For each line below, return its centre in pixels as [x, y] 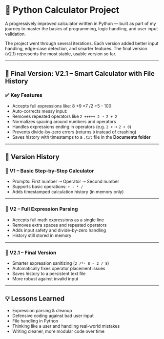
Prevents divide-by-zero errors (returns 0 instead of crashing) [74, 132]
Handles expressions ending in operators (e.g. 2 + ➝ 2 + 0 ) [72, 127]
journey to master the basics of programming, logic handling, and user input [82, 28]
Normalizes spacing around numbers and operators [64, 121]
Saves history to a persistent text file [49, 274]
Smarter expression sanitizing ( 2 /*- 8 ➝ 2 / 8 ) [61, 263]
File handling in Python [35, 321]
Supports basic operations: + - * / [48, 187]
